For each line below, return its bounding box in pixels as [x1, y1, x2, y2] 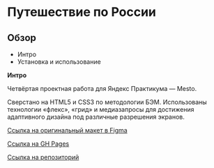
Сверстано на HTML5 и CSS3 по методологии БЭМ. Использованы [7, 98, 207, 106]
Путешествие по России [7, 4, 157, 20]
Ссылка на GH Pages [7, 140, 70, 148]
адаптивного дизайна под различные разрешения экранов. [7, 112, 185, 121]
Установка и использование [17, 58, 101, 66]
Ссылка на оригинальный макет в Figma [7, 126, 128, 134]
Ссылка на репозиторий [7, 153, 79, 161]
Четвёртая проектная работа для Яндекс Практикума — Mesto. [7, 85, 197, 92]
